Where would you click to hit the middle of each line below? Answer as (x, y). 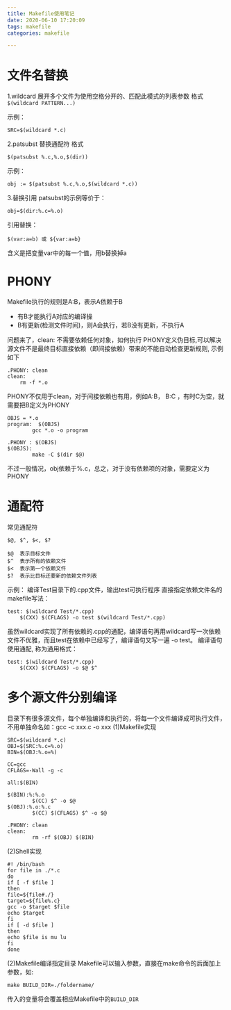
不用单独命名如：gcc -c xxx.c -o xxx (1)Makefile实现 (82, 727)
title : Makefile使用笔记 (41, 14)
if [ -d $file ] (31, 925)
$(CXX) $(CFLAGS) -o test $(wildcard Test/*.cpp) (93, 618)
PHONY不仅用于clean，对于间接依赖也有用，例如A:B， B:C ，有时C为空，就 (116, 396)
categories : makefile (38, 33)
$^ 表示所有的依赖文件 (37, 561)
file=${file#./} (31, 895)
